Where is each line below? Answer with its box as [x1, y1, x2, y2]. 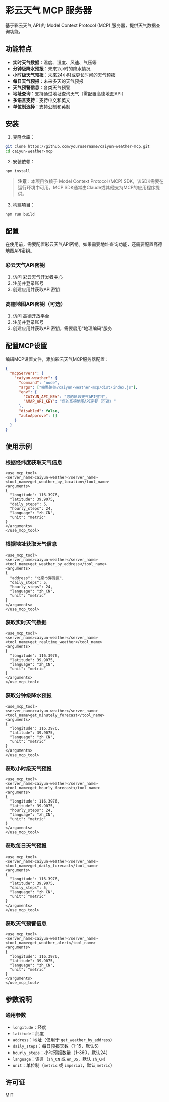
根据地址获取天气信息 [5, 541, 57, 548]
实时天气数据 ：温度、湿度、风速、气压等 [12, 59, 97, 65]
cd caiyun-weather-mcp [5, 148, 53, 154]
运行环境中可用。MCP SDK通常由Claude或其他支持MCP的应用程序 [17, 185, 156, 191]
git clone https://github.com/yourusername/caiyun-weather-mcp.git [5, 144, 150, 149]
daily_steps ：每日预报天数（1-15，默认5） [12, 1043, 102, 1049]
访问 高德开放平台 [12, 313, 49, 319]
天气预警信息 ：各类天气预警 [12, 84, 71, 90]
